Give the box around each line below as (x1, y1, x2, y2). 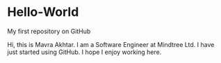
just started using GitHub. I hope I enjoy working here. (7, 48, 162, 56)
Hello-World (7, 4, 79, 20)
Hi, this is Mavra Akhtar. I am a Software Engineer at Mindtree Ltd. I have (7, 40, 215, 48)
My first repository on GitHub (7, 27, 91, 35)
